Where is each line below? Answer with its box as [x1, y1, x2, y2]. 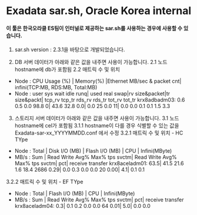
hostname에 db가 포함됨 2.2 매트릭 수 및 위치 [14, 66, 121, 73]
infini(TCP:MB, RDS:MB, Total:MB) [14, 84, 98, 91]
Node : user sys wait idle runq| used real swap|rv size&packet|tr [14, 90, 171, 98]
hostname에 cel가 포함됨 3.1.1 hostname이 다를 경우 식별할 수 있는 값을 [14, 122, 179, 129]
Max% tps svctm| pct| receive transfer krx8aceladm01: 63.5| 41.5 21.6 [14, 160, 184, 167]
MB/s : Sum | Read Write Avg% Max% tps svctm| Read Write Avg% [14, 154, 178, 161]
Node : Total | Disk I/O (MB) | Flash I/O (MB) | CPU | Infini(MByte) [14, 147, 172, 154]
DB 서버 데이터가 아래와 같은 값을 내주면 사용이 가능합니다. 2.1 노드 [14, 59, 168, 66]
